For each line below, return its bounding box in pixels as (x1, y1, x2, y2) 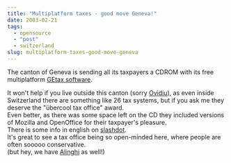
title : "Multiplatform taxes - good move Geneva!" (7, 10, 157, 17)
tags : (7, 23, 23, 30)
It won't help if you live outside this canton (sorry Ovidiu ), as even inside (7, 88, 214, 97)
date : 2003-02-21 (7, 17, 58, 24)
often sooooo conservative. (7, 140, 86, 148)
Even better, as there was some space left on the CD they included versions (7, 110, 225, 119)
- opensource (13, 29, 51, 37)
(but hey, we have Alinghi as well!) (7, 147, 106, 156)
